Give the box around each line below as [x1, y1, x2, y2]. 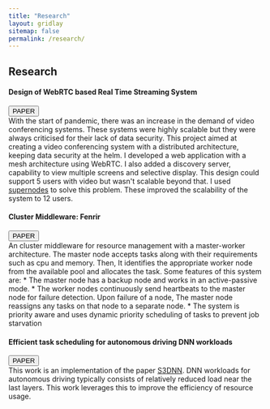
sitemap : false [8, 27, 60, 35]
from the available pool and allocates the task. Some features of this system [8, 267, 262, 277]
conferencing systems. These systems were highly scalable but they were [8, 124, 256, 134]
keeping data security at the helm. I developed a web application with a [8, 150, 246, 160]
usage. [8, 391, 32, 402]
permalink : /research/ [8, 34, 85, 43]
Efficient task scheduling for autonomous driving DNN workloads [8, 337, 233, 347]
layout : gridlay [8, 19, 63, 28]
